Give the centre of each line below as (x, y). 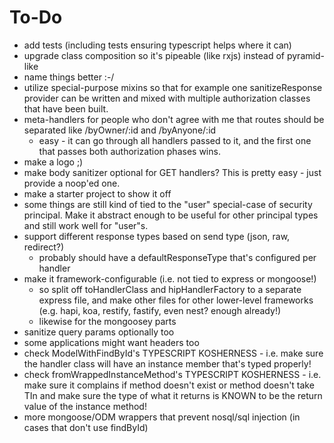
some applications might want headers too (111, 342)
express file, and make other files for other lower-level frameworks (176, 300)
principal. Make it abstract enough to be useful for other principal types (171, 215)
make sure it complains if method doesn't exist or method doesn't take (169, 385)
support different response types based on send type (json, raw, (157, 236)
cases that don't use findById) (86, 427)
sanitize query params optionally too (99, 332)
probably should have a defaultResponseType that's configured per (177, 257)
